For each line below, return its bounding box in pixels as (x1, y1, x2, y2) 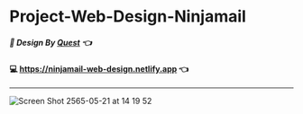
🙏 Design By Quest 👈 (9, 37, 92, 48)
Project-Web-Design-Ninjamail (9, 6, 246, 27)
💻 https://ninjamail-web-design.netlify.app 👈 (9, 64, 189, 75)
